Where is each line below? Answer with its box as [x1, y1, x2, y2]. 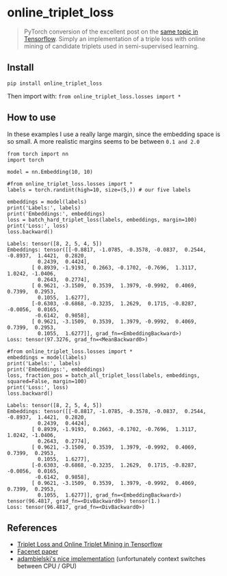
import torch [7, 156, 44, 163]
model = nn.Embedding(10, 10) [7, 168, 94, 175]
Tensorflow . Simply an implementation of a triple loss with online [23, 34, 206, 42]
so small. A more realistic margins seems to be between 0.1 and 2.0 [7, 137, 200, 145]
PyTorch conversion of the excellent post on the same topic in [23, 27, 198, 36]
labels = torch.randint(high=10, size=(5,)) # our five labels [7, 186, 191, 193]
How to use [7, 112, 56, 124]
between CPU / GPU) [16, 562, 77, 571]
